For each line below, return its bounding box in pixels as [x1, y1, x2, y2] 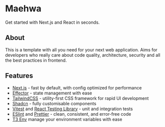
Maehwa [5, 3, 42, 14]
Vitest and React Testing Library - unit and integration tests [12, 106, 133, 112]
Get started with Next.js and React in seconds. [5, 19, 100, 25]
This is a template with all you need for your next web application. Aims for [5, 46, 158, 52]
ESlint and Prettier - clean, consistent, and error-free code [12, 111, 131, 117]
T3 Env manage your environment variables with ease [12, 116, 122, 122]
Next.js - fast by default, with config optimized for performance [12, 85, 142, 90]
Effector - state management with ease [12, 90, 93, 96]
